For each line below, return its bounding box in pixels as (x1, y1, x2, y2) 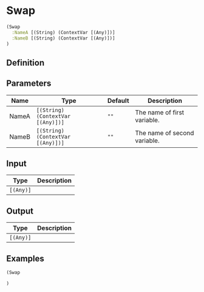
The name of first (135, 108, 185, 116)
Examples (6, 253, 44, 263)
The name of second (135, 128, 194, 137)
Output (6, 206, 33, 216)
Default (107, 96, 129, 105)
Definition (6, 57, 44, 68)
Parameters (6, 78, 52, 89)
